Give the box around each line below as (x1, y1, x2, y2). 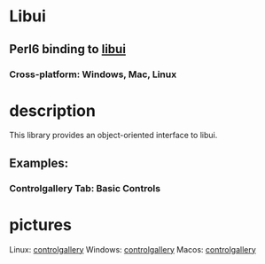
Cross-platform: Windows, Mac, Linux (9, 68, 177, 81)
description (9, 100, 96, 120)
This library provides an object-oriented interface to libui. (9, 130, 218, 141)
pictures (9, 214, 73, 235)
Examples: (9, 155, 69, 170)
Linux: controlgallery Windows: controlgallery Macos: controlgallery (9, 244, 257, 254)
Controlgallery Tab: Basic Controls (9, 182, 161, 194)
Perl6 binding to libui (9, 42, 127, 57)
